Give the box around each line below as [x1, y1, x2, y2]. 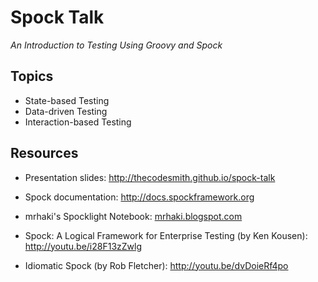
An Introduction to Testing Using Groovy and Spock [10, 39, 223, 51]
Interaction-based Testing [24, 116, 132, 128]
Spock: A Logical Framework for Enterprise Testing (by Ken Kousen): [24, 229, 308, 241]
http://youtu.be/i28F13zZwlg [24, 240, 143, 252]
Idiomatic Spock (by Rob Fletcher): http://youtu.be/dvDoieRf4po [24, 259, 289, 271]
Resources [10, 145, 79, 162]
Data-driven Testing [24, 105, 108, 117]
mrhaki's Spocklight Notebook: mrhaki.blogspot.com [24, 210, 243, 222]
